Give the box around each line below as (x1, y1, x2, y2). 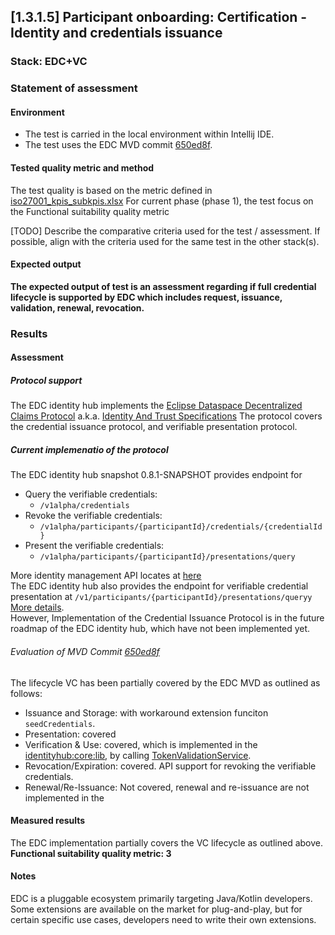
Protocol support (10, 374, 83, 386)
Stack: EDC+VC (10, 55, 88, 69)
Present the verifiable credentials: (24, 540, 165, 552)
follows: (10, 687, 43, 699)
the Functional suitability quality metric (10, 205, 170, 217)
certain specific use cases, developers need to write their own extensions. (10, 913, 317, 925)
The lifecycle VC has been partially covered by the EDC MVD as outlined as (10, 676, 321, 689)
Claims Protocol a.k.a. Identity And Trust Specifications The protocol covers (10, 410, 323, 422)
